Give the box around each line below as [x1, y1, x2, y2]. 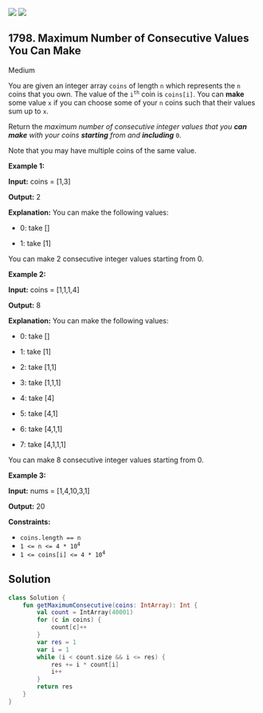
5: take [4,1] [19, 408, 58, 418]
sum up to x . [8, 106, 49, 116]
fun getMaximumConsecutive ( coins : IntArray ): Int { [22, 601, 198, 609]
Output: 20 [8, 501, 45, 511]
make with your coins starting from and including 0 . [8, 130, 182, 140]
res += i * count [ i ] [50, 660, 120, 668]
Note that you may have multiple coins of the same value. [8, 145, 197, 155]
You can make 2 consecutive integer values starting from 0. [8, 254, 204, 263]
